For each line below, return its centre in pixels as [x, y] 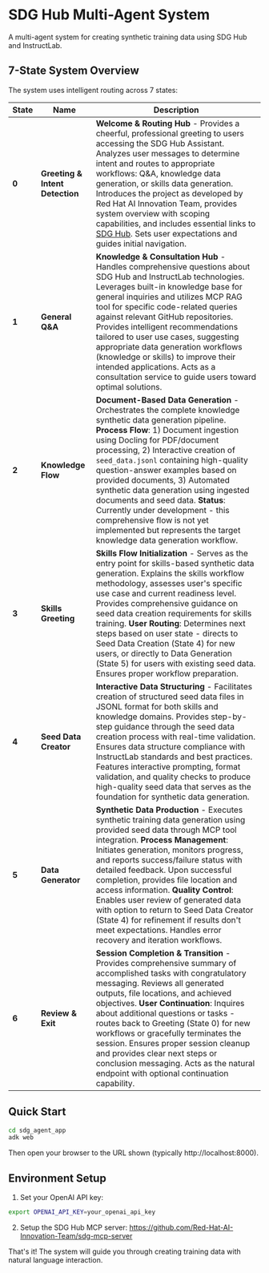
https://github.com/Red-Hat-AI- [181, 1227]
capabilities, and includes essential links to [176, 224]
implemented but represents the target [168, 530]
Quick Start [37, 1112]
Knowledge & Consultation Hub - [161, 257]
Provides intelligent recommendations [167, 326]
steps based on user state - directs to [167, 633]
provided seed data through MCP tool [167, 830]
